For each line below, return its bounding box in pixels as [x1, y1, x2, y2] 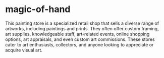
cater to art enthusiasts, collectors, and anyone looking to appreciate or [5, 41, 154, 47]
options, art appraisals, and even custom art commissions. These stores [5, 36, 155, 42]
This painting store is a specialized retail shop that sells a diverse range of [5, 20, 159, 26]
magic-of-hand [5, 4, 71, 15]
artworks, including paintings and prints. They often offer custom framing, [5, 25, 159, 31]
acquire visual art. [5, 47, 43, 53]
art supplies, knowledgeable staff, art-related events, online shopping [5, 31, 150, 37]
